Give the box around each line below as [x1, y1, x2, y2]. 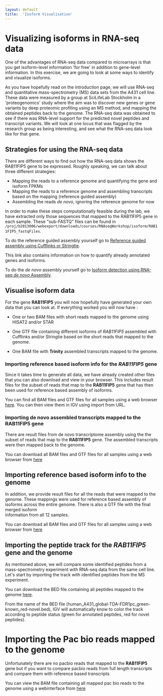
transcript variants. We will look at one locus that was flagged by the [5, 121, 143, 127]
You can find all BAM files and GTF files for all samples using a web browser [5, 397, 158, 403]
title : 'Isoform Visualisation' [5, 12, 73, 17]
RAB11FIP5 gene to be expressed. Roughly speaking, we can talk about [5, 163, 147, 169]
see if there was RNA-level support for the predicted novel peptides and [5, 115, 149, 121]
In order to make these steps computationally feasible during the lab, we [5, 208, 150, 214]
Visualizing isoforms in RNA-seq [5, 33, 140, 44]
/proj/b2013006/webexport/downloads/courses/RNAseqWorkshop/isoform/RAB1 [5, 224, 158, 229]
